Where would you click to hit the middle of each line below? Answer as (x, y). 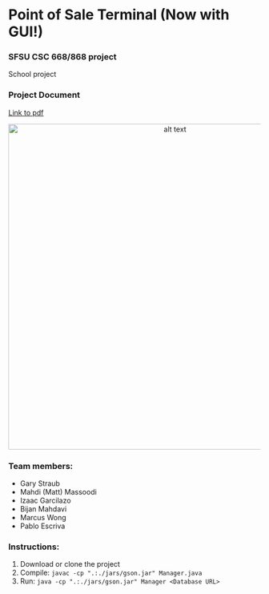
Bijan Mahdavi (43, 509)
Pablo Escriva (42, 526)
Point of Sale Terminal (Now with (119, 15)
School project (32, 75)
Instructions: (34, 547)
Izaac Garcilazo (45, 501)
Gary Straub (40, 483)
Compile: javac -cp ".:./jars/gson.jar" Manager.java (111, 573)
